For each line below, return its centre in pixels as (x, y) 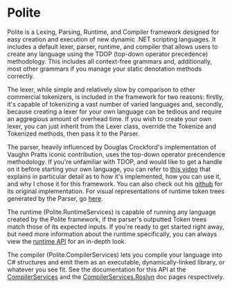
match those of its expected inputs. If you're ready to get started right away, (116, 226)
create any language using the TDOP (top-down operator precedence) (108, 54)
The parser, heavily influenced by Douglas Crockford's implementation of (112, 147)
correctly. (21, 76)
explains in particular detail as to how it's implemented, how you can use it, (114, 176)
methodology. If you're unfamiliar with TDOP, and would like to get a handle (115, 161)
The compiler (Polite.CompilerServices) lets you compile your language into (115, 255)
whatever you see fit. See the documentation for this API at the (97, 269)
